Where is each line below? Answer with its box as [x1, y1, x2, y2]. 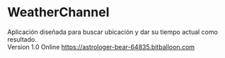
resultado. [7, 35, 37, 43]
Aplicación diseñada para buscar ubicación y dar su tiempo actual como [7, 28, 218, 36]
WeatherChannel [7, 4, 110, 21]
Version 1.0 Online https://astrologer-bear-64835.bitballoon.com [7, 42, 195, 51]
